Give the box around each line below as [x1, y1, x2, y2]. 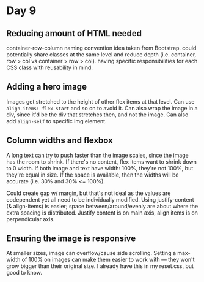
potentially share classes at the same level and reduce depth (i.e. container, [6, 51, 197, 58]
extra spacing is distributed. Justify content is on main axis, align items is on [6, 209, 199, 216]
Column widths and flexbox [6, 135, 113, 146]
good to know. [6, 269, 43, 276]
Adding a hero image [6, 82, 87, 92]
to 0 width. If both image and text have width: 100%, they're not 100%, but [6, 164, 194, 172]
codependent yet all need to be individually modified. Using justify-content [6, 196, 194, 203]
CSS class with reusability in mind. [6, 64, 93, 71]
